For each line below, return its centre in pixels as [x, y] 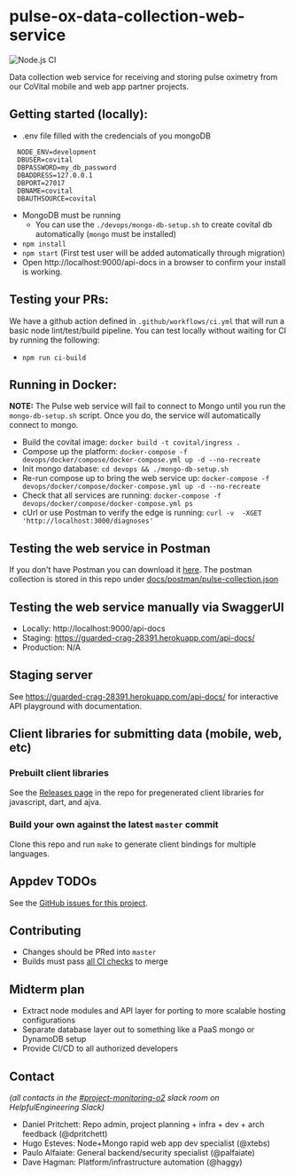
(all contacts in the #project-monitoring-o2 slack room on [114, 1098]
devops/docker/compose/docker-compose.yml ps [107, 504]
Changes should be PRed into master [89, 952]
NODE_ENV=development [57, 152]
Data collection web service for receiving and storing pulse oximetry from [144, 76]
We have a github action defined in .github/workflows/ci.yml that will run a [147, 320]
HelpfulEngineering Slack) [57, 1108]
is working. [42, 272]
